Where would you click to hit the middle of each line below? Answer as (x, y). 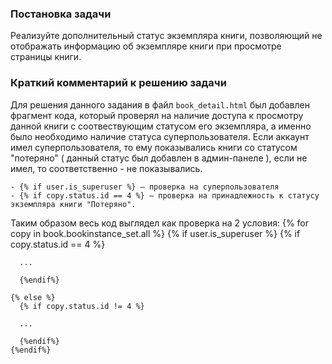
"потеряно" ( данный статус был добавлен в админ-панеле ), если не (159, 158)
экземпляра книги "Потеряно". (73, 204)
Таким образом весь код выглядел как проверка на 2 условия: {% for (160, 223)
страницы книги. (46, 57)
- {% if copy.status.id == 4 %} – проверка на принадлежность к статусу (165, 195)
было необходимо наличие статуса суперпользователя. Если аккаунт (160, 136)
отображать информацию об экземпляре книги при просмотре (146, 46)
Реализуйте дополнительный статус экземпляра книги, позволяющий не (166, 36)
